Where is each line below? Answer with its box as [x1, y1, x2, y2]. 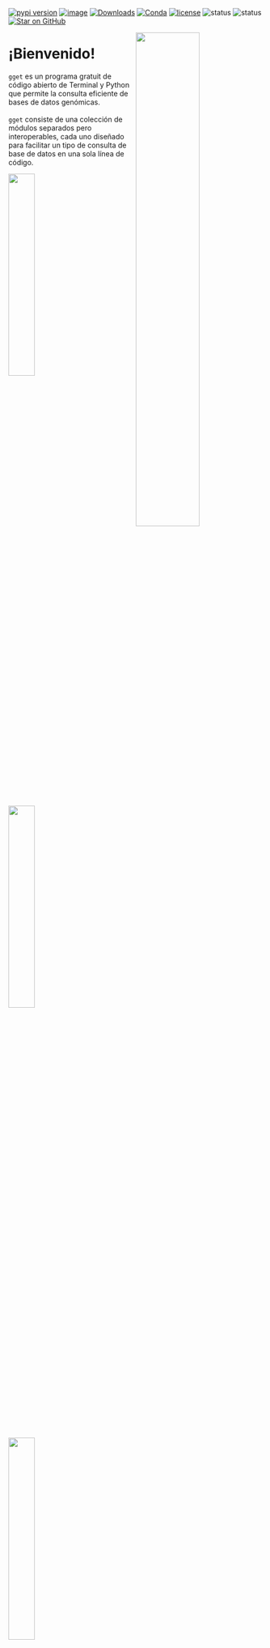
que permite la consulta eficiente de [8, 88, 129, 98]
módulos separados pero [8, 122, 92, 133]
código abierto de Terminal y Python [8, 79, 130, 89]
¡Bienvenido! [8, 45, 95, 63]
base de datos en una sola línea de [8, 148, 124, 158]
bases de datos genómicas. [8, 97, 101, 107]
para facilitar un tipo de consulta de [8, 140, 127, 150]
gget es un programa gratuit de [8, 71, 112, 81]
